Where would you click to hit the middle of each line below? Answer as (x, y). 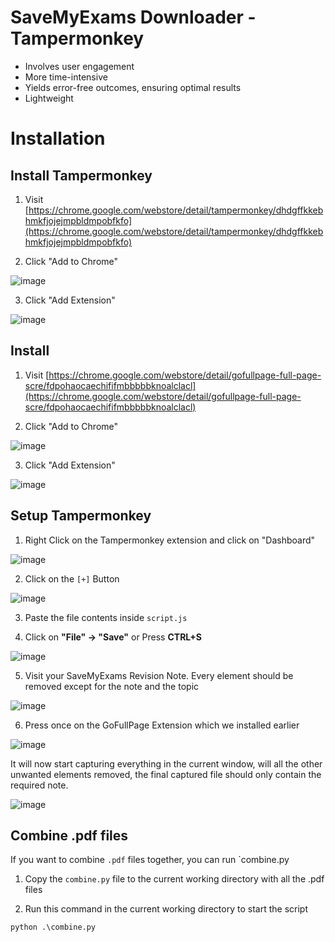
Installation (58, 138)
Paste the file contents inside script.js (106, 617)
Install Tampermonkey (81, 175)
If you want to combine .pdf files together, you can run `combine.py (150, 860)
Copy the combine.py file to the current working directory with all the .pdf (174, 879)
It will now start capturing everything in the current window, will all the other (166, 763)
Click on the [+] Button (72, 578)
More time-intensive (66, 77)
